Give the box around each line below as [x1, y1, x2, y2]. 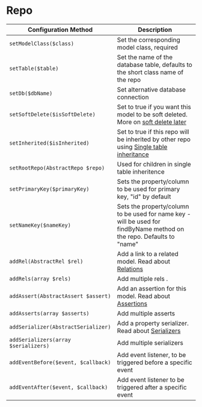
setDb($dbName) [9, 90, 53, 96]
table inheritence [117, 167, 165, 175]
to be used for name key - [117, 209, 191, 218]
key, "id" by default [117, 192, 171, 201]
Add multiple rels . [117, 274, 168, 283]
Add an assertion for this [117, 284, 186, 292]
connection [117, 93, 149, 101]
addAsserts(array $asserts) [9, 310, 90, 317]
